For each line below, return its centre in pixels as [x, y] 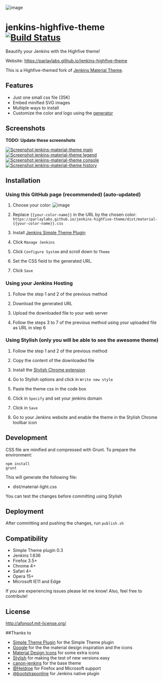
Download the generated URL [42, 303]
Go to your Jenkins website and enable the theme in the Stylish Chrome [85, 417]
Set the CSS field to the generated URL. [52, 261]
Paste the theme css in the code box [49, 388]
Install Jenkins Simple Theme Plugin [49, 233]
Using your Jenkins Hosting [39, 283]
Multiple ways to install [36, 108]
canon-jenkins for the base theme [47, 663]
